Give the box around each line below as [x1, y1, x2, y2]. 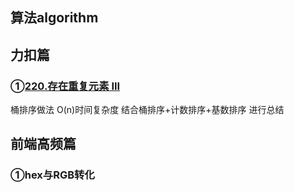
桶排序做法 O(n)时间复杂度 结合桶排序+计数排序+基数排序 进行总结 [10, 104, 285, 116]
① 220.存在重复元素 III [10, 79, 121, 93]
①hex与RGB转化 [10, 168, 95, 182]
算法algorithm [10, 9, 99, 27]
